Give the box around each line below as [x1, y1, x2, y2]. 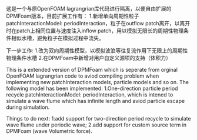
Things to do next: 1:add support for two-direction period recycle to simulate [6, 115, 191, 122]
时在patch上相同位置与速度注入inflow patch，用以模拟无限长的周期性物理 [6, 27, 184, 34]
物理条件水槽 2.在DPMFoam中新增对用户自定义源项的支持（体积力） [6, 55, 172, 61]
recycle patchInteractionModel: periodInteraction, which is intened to [6, 91, 173, 98]
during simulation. [6, 104, 50, 111]
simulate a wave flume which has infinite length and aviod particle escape [6, 98, 185, 104]
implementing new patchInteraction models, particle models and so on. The [6, 79, 189, 85]
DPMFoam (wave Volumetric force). [6, 128, 93, 134]
